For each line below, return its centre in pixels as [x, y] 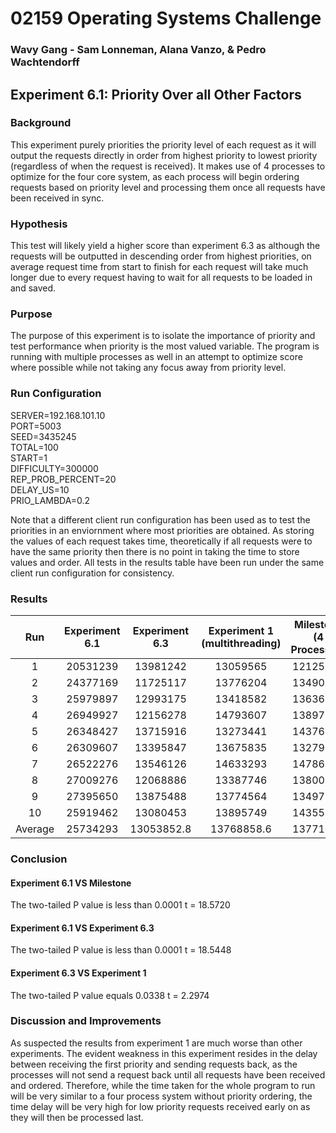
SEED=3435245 [43, 436]
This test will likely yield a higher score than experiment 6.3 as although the [165, 246]
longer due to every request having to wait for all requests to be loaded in [161, 278]
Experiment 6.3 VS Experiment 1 [78, 973]
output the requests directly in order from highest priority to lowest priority [164, 155]
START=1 [29, 458]
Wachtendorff [45, 62]
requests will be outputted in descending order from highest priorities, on [161, 256]
